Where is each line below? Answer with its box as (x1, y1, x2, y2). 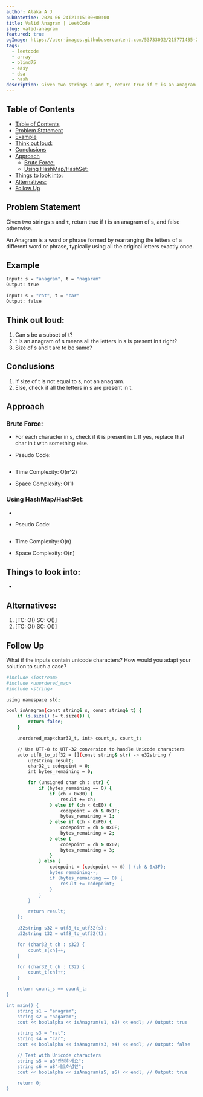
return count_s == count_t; (17, 986, 88, 992)
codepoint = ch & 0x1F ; (60, 807, 120, 814)
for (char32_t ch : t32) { (17, 963, 85, 970)
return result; (28, 908, 66, 914)
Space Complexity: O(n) (14, 549, 76, 557)
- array (11, 54, 31, 60)
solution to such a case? (6, 662, 67, 670)
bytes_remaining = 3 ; (60, 847, 115, 853)
